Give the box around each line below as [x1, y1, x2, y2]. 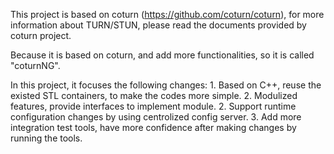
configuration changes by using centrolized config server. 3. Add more [10, 111, 302, 123]
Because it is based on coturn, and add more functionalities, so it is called [10, 49, 315, 61]
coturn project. [10, 30, 72, 41]
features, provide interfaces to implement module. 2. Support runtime [10, 100, 297, 112]
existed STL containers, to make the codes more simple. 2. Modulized [10, 90, 298, 101]
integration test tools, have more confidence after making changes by [10, 122, 297, 133]
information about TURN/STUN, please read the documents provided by [10, 19, 307, 31]
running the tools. [10, 132, 83, 144]
